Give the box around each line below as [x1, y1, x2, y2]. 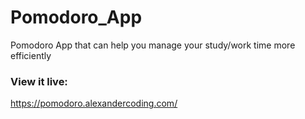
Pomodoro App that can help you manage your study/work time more [10, 39, 296, 51]
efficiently [10, 49, 52, 61]
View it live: [10, 74, 68, 88]
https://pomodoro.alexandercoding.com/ [10, 97, 178, 110]
